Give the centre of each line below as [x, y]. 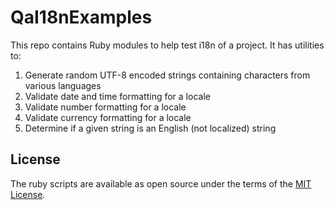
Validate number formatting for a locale [105, 107]
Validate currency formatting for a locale [108, 117]
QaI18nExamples [81, 17]
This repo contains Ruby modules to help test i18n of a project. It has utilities [167, 45]
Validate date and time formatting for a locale [117, 96]
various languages [63, 85]
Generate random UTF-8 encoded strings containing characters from [167, 75]
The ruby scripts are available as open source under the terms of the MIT [161, 183]
